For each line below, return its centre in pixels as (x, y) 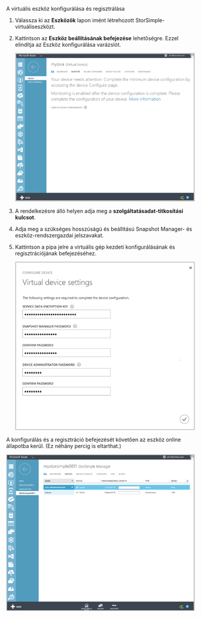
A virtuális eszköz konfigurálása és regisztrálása (66, 9)
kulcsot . (25, 217)
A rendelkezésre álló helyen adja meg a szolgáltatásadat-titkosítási (99, 211)
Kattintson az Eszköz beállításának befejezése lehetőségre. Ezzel (97, 38)
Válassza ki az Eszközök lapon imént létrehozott (74, 20)
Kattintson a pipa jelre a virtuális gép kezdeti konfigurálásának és (95, 247)
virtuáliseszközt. (35, 27)
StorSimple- (150, 20)
